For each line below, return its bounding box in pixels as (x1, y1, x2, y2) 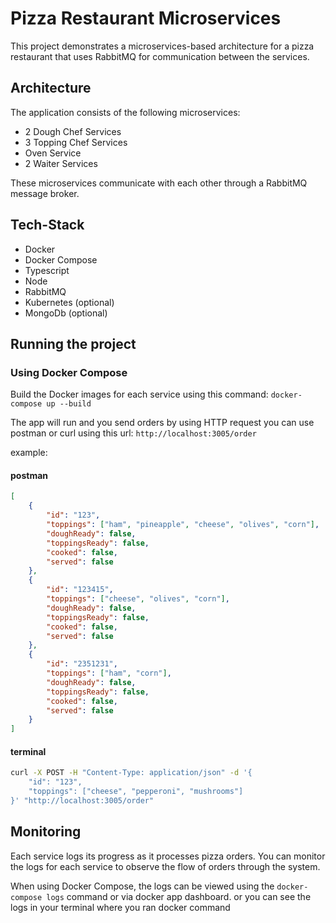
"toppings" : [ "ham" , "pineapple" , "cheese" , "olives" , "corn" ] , (46, 520, 320, 530)
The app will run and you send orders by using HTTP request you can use (10, 417, 315, 429)
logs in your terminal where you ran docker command (10, 901, 231, 913)
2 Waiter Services (24, 157, 98, 169)
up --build (46, 399, 92, 409)
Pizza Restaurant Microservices (10, 7, 282, 30)
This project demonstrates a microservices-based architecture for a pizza (10, 40, 315, 52)
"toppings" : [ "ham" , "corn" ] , (46, 668, 172, 679)
